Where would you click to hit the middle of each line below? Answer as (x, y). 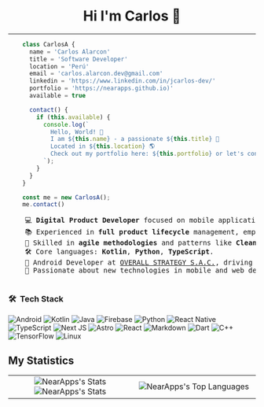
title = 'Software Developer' (78, 59)
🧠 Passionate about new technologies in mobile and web (135, 270)
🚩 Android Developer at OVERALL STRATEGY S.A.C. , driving (139, 263)
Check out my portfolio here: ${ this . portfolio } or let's (147, 154)
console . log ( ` (66, 124)
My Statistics (41, 361)
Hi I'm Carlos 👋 (132, 16)
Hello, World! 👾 (77, 132)
